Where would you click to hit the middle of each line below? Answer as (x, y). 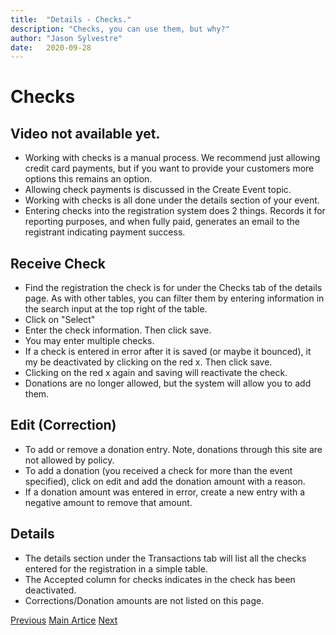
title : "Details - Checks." (71, 19)
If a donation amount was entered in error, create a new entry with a (165, 492)
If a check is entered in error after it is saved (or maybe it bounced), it (168, 352)
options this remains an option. (88, 179)
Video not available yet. (85, 133)
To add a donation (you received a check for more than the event (158, 470)
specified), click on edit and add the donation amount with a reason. (165, 481)
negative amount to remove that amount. (108, 502)
